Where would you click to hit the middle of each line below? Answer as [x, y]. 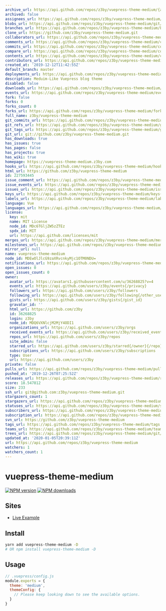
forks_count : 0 [21, 107]
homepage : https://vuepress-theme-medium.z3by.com [58, 162]
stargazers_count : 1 [26, 397]
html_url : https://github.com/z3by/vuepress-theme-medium [66, 171]
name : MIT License [29, 222]
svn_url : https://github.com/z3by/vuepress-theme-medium [65, 420]
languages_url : [21, 208]
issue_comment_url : [25, 180]
